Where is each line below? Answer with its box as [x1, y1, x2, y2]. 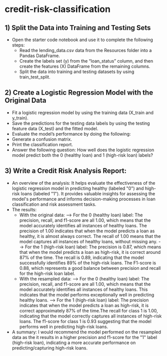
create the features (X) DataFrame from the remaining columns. [19, 64, 150, 69]
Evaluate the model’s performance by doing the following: [11, 131, 131, 137]
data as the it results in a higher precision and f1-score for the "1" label [11, 334, 157, 340]
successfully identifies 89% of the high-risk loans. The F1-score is [19, 259, 156, 266]
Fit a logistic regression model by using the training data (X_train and [11, 109, 153, 116]
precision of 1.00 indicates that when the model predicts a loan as [19, 228, 155, 234]
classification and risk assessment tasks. [11, 201, 96, 207]
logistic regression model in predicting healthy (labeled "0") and [11, 185, 144, 191]
